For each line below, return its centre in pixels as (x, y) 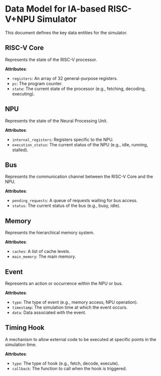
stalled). (20, 150)
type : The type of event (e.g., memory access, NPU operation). (75, 302)
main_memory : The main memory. (44, 257)
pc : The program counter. (37, 83)
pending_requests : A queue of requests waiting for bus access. (75, 201)
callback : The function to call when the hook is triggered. (69, 368)
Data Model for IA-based (56, 9)
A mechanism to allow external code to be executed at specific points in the (81, 339)
